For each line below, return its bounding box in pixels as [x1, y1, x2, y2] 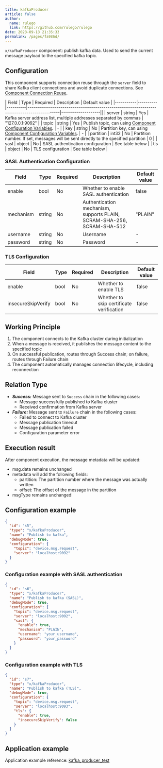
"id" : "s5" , [9, 523, 34, 529]
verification [98, 307, 124, 313]
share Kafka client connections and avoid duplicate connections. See [5, 85, 143, 90]
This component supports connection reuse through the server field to [5, 80, 147, 85]
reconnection [12, 367, 39, 373]
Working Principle [5, 323, 61, 331]
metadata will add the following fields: [12, 471, 88, 477]
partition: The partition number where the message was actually [19, 477, 147, 482]
